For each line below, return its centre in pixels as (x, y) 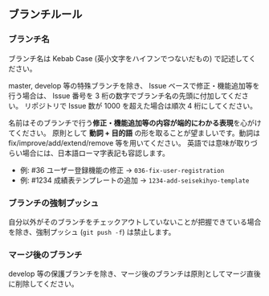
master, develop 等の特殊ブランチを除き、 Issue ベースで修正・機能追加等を (134, 85)
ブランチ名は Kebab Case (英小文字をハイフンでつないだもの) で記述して (128, 58)
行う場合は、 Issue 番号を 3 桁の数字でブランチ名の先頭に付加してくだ (125, 96)
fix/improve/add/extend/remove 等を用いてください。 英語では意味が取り (130, 142)
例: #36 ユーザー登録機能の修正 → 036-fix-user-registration (122, 170)
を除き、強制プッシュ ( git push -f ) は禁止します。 (92, 232)
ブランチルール (45, 14)
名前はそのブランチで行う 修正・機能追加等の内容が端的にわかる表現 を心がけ (135, 122)
